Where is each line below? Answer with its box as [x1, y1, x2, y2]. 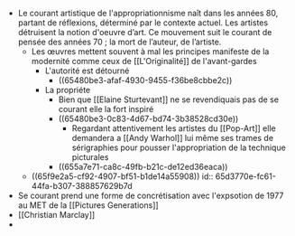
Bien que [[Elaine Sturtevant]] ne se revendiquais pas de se [58, 94, 280, 105]
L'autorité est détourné [44, 65, 130, 76]
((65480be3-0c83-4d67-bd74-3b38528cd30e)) [58, 113, 239, 124]
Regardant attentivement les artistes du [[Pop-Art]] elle [71, 123, 277, 134]
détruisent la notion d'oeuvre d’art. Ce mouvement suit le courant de [17, 27, 272, 37]
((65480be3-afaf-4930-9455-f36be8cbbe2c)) [58, 75, 233, 85]
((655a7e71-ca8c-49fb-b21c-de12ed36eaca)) [58, 162, 228, 172]
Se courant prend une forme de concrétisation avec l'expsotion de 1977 [17, 190, 284, 201]
